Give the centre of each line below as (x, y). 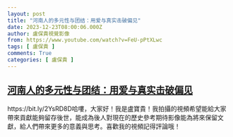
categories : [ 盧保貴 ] (41, 60)
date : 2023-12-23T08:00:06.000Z (55, 27)
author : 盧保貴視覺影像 (38, 34)
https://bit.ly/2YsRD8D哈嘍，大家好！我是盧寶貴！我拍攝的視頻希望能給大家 (117, 108)
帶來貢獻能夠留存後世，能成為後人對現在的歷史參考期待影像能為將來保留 (112, 117)
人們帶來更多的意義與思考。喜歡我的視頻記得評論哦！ (103, 126)
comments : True (30, 54)
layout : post (26, 14)
